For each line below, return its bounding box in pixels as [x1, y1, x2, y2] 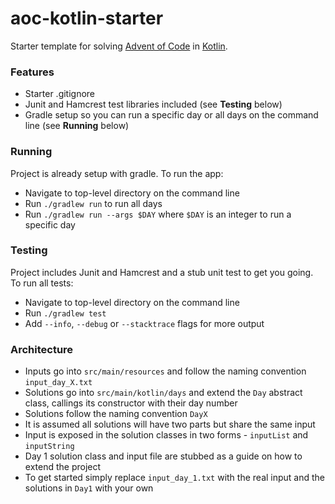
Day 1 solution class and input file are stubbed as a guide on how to [24, 450, 303, 462]
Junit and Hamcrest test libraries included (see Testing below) [24, 98, 283, 111]
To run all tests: [10, 277, 74, 289]
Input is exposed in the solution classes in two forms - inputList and [24, 429, 309, 441]
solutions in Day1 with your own [24, 482, 154, 494]
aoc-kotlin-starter [10, 7, 164, 30]
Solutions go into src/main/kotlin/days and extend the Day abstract [24, 387, 303, 399]
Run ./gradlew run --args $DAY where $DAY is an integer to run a [24, 208, 292, 220]
